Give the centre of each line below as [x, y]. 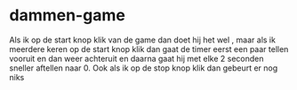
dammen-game [68, 15]
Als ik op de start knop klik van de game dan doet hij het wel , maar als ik [142, 40]
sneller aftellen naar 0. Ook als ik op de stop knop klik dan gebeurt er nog [144, 68]
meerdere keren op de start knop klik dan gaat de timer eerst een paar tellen [149, 49]
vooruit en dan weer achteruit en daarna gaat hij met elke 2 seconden [136, 58]
